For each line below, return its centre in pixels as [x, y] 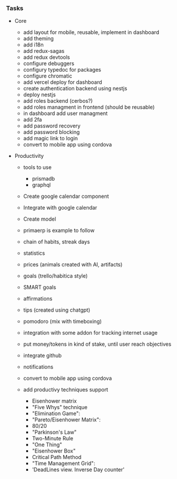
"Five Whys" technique [60, 407]
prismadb [44, 179]
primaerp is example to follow [59, 231]
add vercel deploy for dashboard [63, 82]
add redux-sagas [44, 51]
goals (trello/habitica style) [55, 276]
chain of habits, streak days [57, 242]
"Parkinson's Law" [54, 432]
